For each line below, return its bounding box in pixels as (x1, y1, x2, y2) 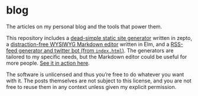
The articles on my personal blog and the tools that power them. (6, 23, 163, 30)
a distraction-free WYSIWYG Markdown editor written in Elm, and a (6, 41, 170, 48)
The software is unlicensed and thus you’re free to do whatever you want (6, 71, 184, 78)
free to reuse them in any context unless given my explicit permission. (6, 83, 177, 90)
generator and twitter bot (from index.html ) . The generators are (18, 47, 174, 54)
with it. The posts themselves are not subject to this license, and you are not (6, 77, 192, 84)
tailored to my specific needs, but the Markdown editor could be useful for (6, 53, 187, 60)
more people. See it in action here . (6, 59, 90, 67)
